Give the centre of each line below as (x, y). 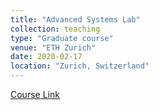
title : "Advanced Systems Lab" (75, 19)
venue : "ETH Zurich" (53, 47)
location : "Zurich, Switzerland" (80, 66)
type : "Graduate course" (62, 38)
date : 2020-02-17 (46, 57)
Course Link (35, 94)
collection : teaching (55, 29)
